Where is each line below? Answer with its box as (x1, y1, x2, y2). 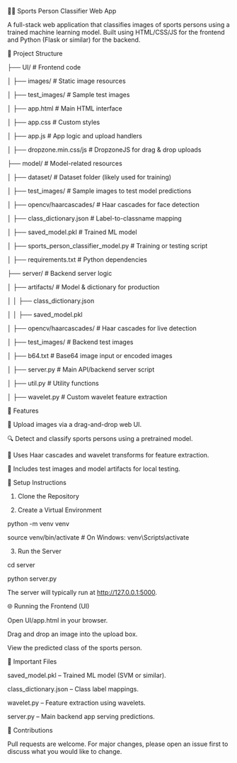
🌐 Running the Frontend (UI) (7, 602, 90, 610)
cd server (7, 561, 35, 569)
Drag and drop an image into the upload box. (7, 630, 138, 638)
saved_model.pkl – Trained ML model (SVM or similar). (7, 671, 166, 679)
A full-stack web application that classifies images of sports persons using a (7, 21, 230, 28)
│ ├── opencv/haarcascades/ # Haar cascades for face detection (7, 201, 200, 208)
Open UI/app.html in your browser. (7, 616, 108, 624)
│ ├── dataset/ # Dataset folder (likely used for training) (7, 173, 172, 181)
